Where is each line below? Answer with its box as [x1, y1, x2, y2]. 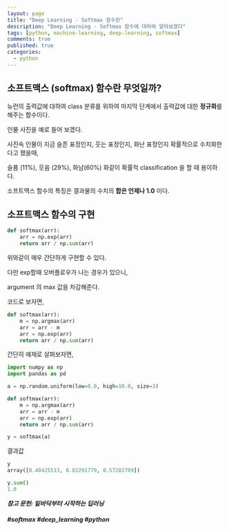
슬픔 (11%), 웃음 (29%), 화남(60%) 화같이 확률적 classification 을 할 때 [7, 163, 200, 171]
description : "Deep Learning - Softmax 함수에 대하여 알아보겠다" [7, 23, 186, 30]
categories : [7, 49, 41, 56]
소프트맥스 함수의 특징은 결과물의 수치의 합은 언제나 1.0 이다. [7, 186, 170, 195]
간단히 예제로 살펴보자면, [7, 350, 74, 359]
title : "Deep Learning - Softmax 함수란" [7, 17, 124, 23]
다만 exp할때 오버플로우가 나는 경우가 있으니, [7, 268, 128, 276]
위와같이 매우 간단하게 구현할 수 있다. [7, 253, 107, 262]
